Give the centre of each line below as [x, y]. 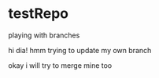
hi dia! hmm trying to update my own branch [80, 50]
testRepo [39, 14]
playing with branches [44, 35]
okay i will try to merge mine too [60, 65]
